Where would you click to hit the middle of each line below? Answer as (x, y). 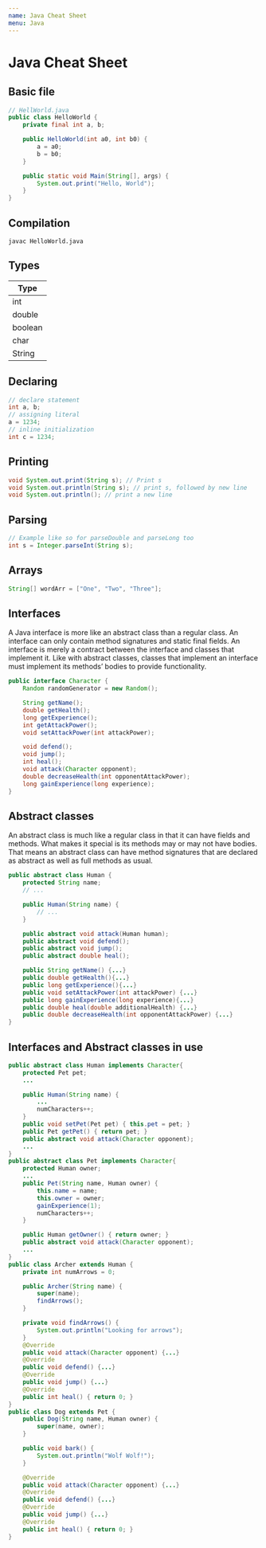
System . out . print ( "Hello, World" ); (96, 183)
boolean (27, 327)
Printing (29, 462)
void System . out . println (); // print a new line (90, 495)
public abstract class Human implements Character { (96, 1065)
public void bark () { (58, 1448)
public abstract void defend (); (76, 941)
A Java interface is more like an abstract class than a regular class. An (123, 633)
